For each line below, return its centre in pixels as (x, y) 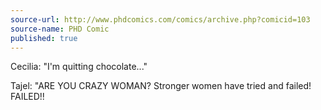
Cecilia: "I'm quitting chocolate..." (79, 67)
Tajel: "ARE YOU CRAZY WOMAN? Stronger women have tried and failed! (161, 86)
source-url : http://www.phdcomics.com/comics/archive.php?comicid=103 (160, 19)
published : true (44, 38)
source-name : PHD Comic (60, 29)
